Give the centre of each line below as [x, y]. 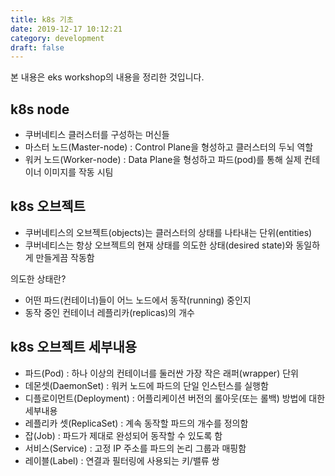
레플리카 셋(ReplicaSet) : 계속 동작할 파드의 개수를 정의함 [136, 423]
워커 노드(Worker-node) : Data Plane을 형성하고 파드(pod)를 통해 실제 [163, 160]
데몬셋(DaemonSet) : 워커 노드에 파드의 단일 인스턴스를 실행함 [146, 385]
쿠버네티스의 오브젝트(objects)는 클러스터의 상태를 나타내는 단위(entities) [168, 232]
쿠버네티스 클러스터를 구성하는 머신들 [97, 135]
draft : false [37, 47]
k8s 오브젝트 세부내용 [74, 347]
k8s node [40, 109]
